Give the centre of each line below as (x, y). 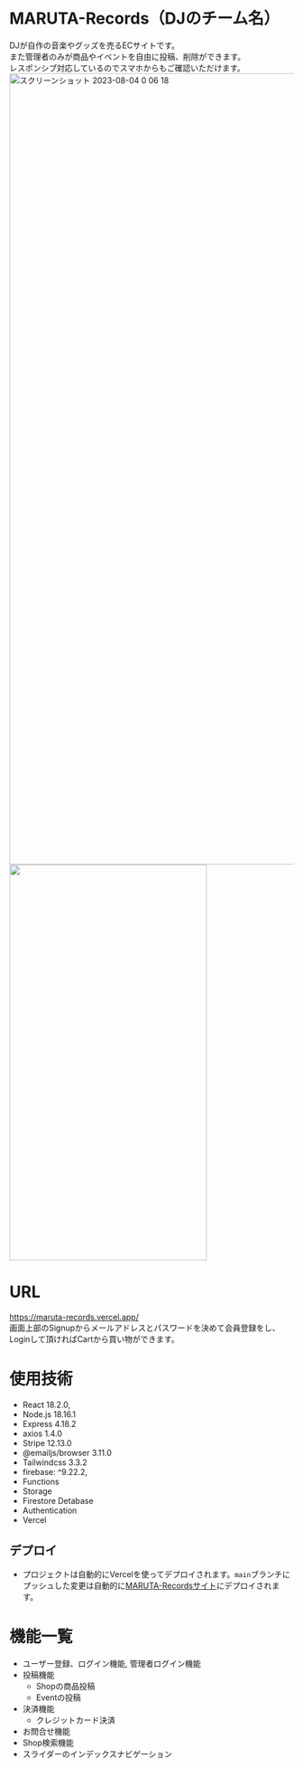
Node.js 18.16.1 (49, 1414)
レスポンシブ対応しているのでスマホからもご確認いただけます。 (127, 68)
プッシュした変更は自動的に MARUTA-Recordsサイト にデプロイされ (147, 1585)
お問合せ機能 (46, 1731)
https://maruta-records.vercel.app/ (74, 1317)
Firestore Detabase (58, 1500)
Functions (41, 1481)
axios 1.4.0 (42, 1433)
